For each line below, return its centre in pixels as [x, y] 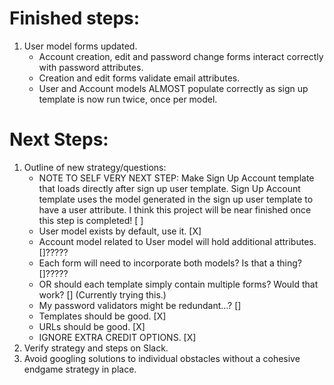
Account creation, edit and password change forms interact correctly [181, 56]
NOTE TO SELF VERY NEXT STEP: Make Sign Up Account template [176, 178]
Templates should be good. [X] [102, 316]
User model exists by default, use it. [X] [120, 231]
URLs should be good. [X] [92, 326]
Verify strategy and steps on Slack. [96, 348]
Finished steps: [75, 18]
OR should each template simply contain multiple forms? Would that [178, 284]
